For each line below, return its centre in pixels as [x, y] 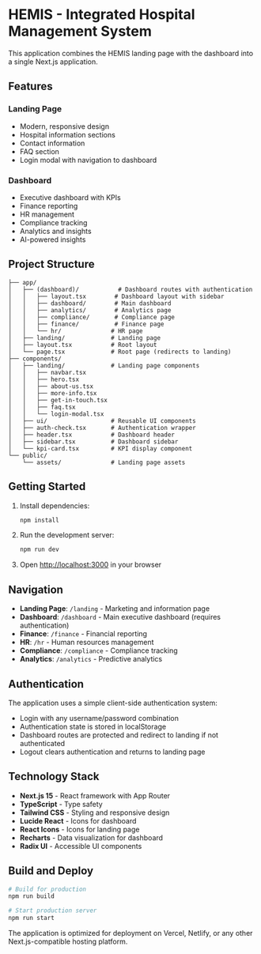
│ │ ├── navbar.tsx [47, 372]
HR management [47, 214]
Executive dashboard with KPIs [70, 197]
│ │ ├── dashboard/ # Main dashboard [90, 303]
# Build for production [47, 889]
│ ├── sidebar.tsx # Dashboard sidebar [93, 441]
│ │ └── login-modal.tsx [56, 414]
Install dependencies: [55, 505]
